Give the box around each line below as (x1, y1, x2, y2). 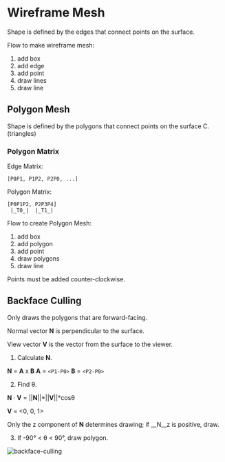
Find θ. (17, 380, 37, 388)
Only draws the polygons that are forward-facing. (7, 313, 148, 321)
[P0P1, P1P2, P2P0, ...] (7, 176, 78, 183)
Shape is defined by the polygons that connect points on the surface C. (7, 122, 210, 130)
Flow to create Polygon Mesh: (7, 219, 92, 228)
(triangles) (7, 129, 36, 137)
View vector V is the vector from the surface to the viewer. (7, 340, 173, 348)
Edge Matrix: (7, 162, 43, 170)
